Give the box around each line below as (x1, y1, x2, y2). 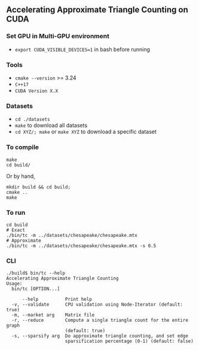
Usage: (6, 281, 23, 287)
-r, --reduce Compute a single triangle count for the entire (11, 317, 188, 324)
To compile (6, 143, 39, 151)
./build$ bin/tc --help (6, 270, 66, 276)
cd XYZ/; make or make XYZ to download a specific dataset (14, 128, 157, 135)
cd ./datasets (14, 117, 50, 123)
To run (6, 208, 26, 217)
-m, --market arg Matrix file (11, 312, 95, 318)
